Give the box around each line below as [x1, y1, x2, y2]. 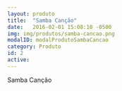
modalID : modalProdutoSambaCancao [7, 37, 109, 44]
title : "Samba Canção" [7, 17, 78, 24]
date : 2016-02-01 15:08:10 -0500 [7, 23, 112, 30]
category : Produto [7, 43, 61, 50]
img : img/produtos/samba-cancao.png [7, 30, 115, 37]
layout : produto [7, 10, 55, 18]
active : [7, 56, 30, 63]
